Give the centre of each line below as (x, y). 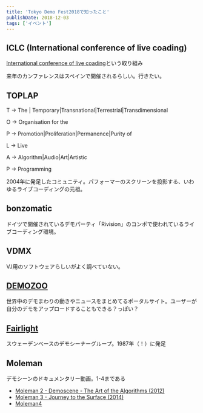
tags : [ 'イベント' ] (29, 23)
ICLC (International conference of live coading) (97, 48)
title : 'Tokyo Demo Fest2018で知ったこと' (58, 12)
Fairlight (22, 328)
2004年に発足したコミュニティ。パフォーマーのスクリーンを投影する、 (95, 182)
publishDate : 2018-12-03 (38, 18)
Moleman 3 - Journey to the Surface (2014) (69, 397)
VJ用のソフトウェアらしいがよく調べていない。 (65, 266)
